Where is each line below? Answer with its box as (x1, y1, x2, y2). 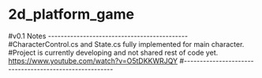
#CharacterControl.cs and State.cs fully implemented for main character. (8, 39, 245, 48)
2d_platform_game (8, 5, 135, 23)
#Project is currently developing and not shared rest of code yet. (8, 48, 219, 57)
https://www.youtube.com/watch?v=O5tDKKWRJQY (8, 56, 178, 66)
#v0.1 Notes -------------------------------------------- (8, 31, 188, 41)
